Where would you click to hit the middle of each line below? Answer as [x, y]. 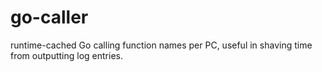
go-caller [49, 17]
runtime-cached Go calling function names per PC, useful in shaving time [161, 45]
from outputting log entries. [66, 55]
